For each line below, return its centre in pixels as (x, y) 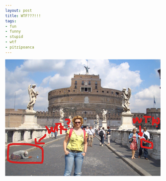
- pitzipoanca (20, 47)
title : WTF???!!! (23, 16)
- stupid (14, 37)
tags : (11, 21)
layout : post (19, 10)
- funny (13, 32)
